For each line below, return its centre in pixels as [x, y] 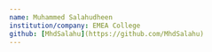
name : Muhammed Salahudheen [61, 17]
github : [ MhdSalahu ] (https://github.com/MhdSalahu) [106, 33]
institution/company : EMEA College [75, 26]
